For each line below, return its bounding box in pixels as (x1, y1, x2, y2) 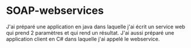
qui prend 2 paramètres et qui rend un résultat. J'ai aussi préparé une (6, 29, 175, 36)
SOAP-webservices (6, 4, 104, 17)
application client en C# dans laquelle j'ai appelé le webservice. (6, 35, 160, 42)
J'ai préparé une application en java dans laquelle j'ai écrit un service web (6, 23, 186, 30)
